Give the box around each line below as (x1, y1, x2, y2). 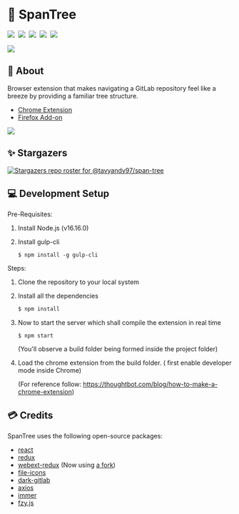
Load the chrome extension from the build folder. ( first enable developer (17, 358, 232, 367)
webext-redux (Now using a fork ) (17, 460, 116, 470)
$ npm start (17, 332, 54, 340)
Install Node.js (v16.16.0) (17, 224, 89, 233)
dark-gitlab (17, 476, 51, 485)
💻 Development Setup (7, 187, 110, 199)
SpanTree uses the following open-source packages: (7, 432, 163, 440)
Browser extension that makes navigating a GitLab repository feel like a (7, 84, 216, 92)
